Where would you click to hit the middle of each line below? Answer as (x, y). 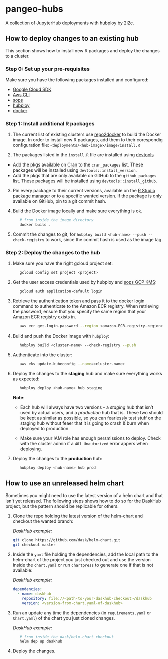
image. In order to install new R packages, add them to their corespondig (88, 140)
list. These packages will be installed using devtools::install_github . (85, 181)
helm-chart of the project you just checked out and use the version (82, 560)
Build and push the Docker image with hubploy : (61, 336)
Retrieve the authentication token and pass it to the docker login (78, 301)
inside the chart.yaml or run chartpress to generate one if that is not (83, 565)
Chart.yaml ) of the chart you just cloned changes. (64, 618)
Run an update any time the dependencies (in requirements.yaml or (82, 613)
